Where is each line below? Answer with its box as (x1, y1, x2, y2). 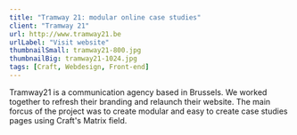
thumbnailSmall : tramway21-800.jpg (9, 46, 142, 55)
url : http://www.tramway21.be (9, 29, 122, 38)
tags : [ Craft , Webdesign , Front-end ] (9, 63, 150, 72)
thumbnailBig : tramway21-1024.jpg (9, 54, 138, 63)
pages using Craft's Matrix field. (9, 115, 128, 125)
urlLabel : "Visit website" (9, 37, 110, 47)
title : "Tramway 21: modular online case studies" (9, 12, 202, 22)
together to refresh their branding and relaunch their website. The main (9, 96, 271, 107)
